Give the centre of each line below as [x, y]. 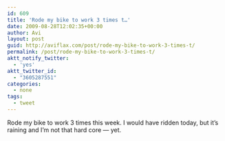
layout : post [26, 39]
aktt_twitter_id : [32, 71]
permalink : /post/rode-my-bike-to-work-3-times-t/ [81, 52]
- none [23, 90]
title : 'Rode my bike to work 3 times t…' [69, 20]
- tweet [24, 103]
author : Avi [24, 33]
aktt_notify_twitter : [38, 58]
